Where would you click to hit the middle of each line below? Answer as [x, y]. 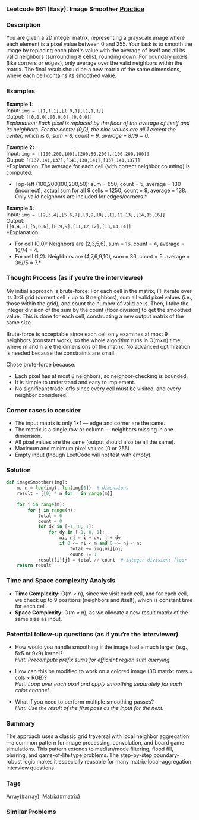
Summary [21, 723]
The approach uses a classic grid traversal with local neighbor [82, 736]
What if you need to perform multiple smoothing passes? [84, 702]
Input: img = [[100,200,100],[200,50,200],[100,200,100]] [78, 153]
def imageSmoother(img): [37, 482]
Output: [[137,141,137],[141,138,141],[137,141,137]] [73, 160]
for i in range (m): [41, 504]
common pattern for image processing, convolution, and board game [100, 743]
